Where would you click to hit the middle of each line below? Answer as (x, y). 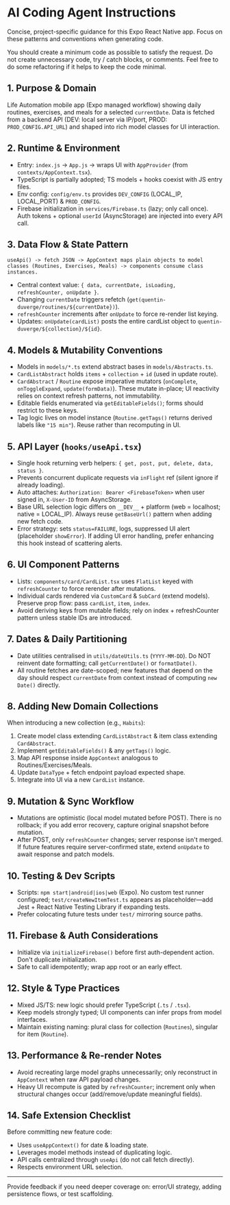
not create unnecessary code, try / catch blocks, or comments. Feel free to (113, 59)
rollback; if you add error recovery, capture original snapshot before (113, 825)
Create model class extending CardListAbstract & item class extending (117, 736)
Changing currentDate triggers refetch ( (73, 300)
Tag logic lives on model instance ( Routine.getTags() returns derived (114, 418)
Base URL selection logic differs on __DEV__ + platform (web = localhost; (119, 507)
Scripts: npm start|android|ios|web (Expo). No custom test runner (110, 892)
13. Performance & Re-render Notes (85, 1056)
